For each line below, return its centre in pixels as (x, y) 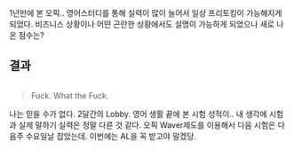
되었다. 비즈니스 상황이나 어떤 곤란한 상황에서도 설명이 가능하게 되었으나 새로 (142, 24)
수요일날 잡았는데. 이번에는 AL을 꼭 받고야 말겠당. (111, 136)
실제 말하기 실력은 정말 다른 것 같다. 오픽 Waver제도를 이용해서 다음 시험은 (147, 125)
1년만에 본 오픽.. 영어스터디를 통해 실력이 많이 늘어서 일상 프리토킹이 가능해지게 (146, 13)
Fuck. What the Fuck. (70, 95)
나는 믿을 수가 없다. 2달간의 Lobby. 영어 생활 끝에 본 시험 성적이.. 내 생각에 (139, 114)
